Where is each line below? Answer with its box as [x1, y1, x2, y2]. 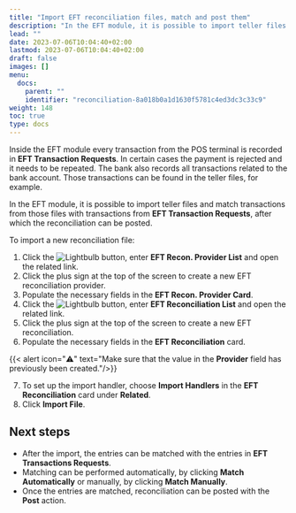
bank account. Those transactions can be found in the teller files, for [9, 172, 259, 182]
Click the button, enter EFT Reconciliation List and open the [21, 299, 286, 310]
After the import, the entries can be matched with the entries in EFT [21, 448, 268, 458]
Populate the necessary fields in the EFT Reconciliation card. [21, 337, 246, 347]
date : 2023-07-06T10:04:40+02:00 [9, 37, 133, 47]
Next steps [9, 425, 71, 440]
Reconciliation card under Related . [21, 390, 152, 400]
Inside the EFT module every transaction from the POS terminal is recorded [9, 144, 283, 155]
